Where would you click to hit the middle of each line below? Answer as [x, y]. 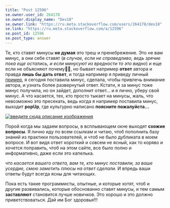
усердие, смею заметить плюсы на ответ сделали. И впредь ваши [78, 168]
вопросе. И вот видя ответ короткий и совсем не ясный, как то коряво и [84, 142]
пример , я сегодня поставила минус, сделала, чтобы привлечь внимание [85, 80]
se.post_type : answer [28, 39]
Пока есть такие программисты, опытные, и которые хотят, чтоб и [77, 184]
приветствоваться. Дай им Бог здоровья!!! [52, 200]
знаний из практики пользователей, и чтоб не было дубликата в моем [81, 137]
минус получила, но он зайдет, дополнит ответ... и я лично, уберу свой [82, 90]
